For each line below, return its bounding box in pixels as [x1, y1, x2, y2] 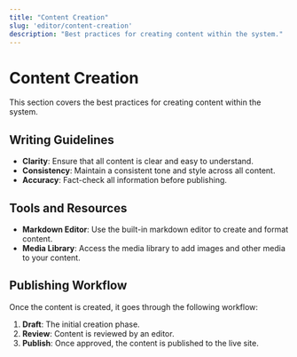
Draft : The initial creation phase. [21, 319, 140, 329]
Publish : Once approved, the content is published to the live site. [21, 337, 259, 348]
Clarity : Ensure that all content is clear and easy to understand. [21, 156, 254, 167]
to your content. [21, 252, 82, 263]
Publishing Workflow [9, 278, 128, 293]
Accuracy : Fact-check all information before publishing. [21, 175, 228, 186]
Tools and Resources [9, 201, 128, 216]
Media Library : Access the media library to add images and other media [21, 242, 286, 253]
